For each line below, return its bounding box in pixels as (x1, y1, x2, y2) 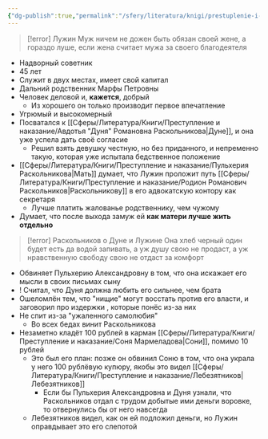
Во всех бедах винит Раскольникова (30, 319, 157, 329)
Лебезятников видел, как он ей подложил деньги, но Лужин (30, 413, 238, 422)
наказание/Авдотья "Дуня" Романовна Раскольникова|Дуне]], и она (18, 126, 254, 136)
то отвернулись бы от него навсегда (42, 404, 168, 414)
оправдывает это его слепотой (30, 421, 138, 431)
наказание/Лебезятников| (154, 370, 244, 380)
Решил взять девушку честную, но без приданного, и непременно (30, 143, 259, 152)
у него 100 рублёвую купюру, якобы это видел (30, 362, 191, 372)
